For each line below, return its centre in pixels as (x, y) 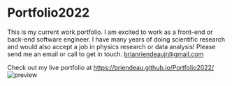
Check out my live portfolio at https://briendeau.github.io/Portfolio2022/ (111, 67)
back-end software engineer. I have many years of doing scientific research (116, 39)
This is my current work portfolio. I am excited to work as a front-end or (110, 32)
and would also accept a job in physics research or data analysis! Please (111, 46)
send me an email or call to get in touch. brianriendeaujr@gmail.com (106, 54)
